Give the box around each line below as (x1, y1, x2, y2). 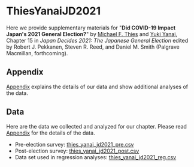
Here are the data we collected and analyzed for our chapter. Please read (6, 123, 187, 130)
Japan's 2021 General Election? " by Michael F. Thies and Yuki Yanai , (6, 30, 178, 37)
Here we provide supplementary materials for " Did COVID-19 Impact (6, 24, 175, 31)
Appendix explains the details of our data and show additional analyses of (6, 83, 189, 90)
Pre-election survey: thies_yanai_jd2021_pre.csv (14, 141, 134, 148)
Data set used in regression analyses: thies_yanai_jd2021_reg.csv (14, 153, 177, 160)
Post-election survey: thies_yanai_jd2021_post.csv (14, 147, 140, 154)
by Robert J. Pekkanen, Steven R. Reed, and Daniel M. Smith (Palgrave (6, 43, 180, 50)
